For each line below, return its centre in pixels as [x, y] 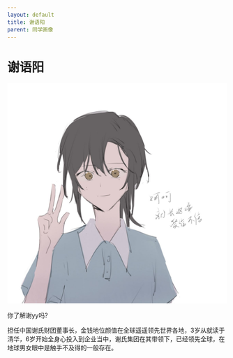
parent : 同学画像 [30, 29]
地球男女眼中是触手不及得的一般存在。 [62, 348]
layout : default [31, 15]
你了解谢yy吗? [28, 315]
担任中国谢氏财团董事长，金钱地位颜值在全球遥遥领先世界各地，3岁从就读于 [116, 330]
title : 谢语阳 [26, 22]
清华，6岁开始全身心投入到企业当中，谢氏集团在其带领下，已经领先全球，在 [116, 339]
